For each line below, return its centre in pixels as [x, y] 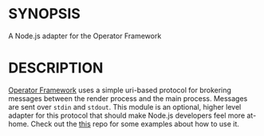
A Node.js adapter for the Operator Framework [85, 36]
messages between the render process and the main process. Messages [128, 98]
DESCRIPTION [56, 68]
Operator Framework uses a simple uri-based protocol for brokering [120, 90]
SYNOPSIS [45, 14]
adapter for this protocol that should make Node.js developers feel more [127, 115]
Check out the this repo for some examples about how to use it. [135, 123]
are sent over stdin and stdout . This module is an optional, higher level [125, 107]
